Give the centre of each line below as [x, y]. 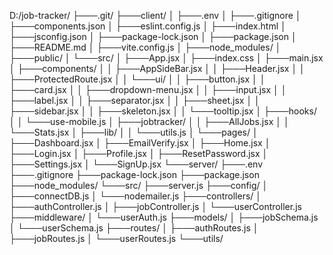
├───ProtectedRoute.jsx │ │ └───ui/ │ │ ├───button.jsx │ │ [137, 79]
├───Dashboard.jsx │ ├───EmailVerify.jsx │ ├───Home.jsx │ [140, 143]
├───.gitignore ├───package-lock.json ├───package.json [134, 174]
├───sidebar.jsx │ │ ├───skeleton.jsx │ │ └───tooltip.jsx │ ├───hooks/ [163, 111]
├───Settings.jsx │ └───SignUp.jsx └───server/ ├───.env [136, 164]
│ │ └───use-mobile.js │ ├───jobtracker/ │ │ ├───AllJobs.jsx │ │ [149, 121]
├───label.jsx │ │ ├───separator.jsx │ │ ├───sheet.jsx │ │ [135, 100]
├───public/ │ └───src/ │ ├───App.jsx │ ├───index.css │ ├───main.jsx [166, 58]
